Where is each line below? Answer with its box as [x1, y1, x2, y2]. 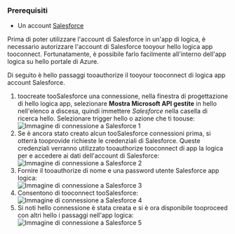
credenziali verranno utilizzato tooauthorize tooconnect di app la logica [17, 144, 223, 153]
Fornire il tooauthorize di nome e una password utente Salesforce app [17, 167, 220, 175]
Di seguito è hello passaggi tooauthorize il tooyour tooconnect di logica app [7, 71, 226, 79]
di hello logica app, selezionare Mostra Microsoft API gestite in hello [17, 99, 217, 108]
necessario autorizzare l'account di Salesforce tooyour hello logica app [7, 43, 213, 51]
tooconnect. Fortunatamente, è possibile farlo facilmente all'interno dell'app [7, 50, 227, 58]
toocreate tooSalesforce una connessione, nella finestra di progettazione [17, 92, 229, 100]
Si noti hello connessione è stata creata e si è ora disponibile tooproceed [17, 204, 228, 212]
